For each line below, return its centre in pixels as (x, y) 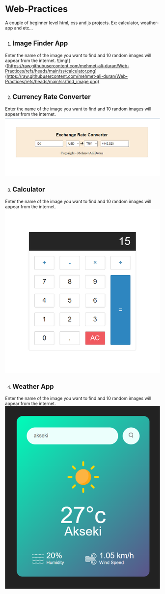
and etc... (24, 28)
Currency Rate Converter (51, 97)
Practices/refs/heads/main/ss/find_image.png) (52, 81)
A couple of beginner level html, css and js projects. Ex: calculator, (72, 23)
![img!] (63, 61)
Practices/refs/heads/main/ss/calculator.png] (51, 71)
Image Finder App (40, 44)
